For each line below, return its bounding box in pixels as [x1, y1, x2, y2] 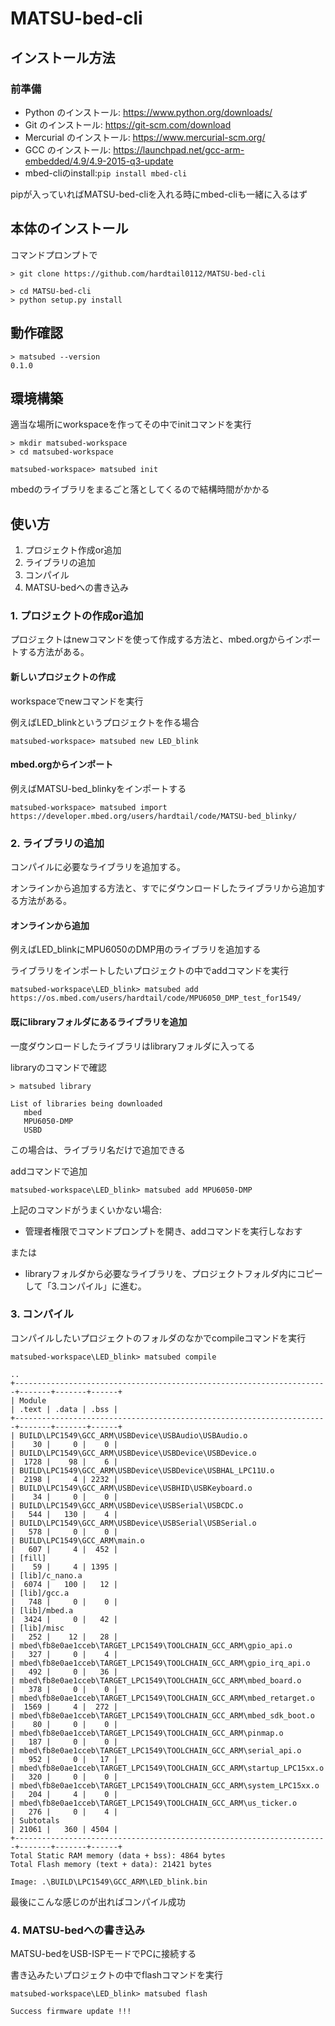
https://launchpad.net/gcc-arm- [113, 143, 245, 156]
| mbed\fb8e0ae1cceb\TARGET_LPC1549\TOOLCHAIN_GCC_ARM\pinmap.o [10, 1728, 284, 1738]
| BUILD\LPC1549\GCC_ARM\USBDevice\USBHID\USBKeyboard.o [10, 1483, 253, 1493]
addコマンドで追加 [10, 1165, 88, 1177]
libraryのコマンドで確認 [10, 1061, 107, 1073]
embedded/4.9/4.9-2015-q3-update [24, 155, 174, 167]
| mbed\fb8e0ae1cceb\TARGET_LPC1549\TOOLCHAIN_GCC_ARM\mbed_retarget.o [10, 1693, 315, 1703]
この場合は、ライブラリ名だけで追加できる [10, 1143, 186, 1156]
